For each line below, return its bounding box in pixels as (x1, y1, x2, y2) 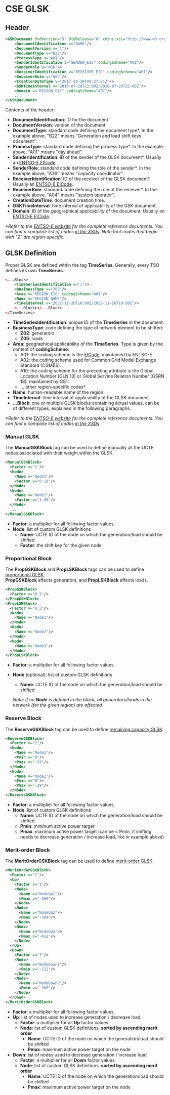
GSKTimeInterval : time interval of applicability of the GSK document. (12, 203, 157, 209)
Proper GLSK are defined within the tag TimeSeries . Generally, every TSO (5, 262, 159, 268)
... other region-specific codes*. (20, 384, 87, 390)
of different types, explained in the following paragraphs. (12, 405, 132, 411)
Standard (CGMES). (20, 362, 62, 368)
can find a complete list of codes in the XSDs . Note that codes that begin (5, 229, 158, 235)
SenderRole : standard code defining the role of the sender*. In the (12, 165, 151, 171)
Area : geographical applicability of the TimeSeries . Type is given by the (12, 341, 163, 347)
